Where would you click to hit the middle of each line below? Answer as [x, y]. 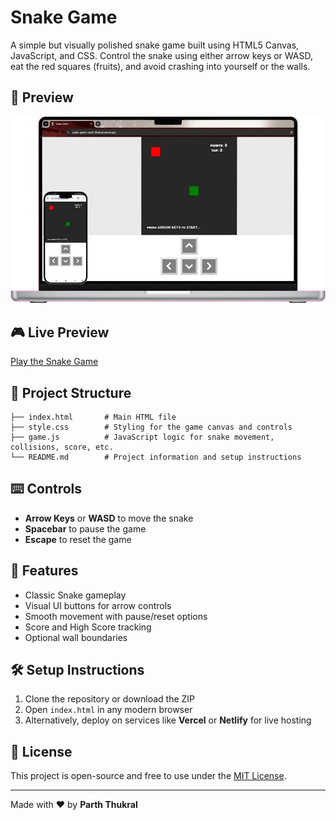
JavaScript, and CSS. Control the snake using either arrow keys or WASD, [161, 55]
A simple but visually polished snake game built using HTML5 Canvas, [155, 45]
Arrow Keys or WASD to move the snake [109, 518]
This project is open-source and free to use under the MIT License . [148, 776]
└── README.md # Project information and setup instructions [156, 457]
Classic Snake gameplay [75, 595]
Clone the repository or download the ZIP [110, 699]
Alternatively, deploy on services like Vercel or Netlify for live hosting [168, 720]
